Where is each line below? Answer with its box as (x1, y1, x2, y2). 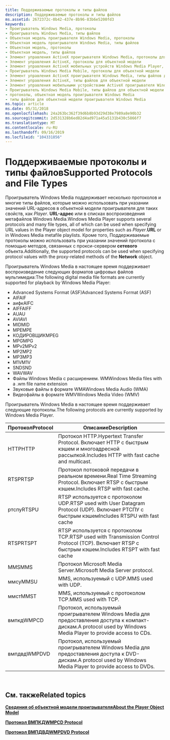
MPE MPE (12, 327, 32, 333)
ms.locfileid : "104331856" (5, 135, 62, 140)
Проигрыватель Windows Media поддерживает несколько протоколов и (5, 194, 161, 200)
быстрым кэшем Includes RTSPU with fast (58, 512, 159, 519)
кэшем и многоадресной (58, 445, 120, 453)
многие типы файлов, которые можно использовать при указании (5, 200, 149, 206)
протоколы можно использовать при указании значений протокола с (5, 237, 156, 243)
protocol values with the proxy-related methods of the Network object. (5, 254, 153, 260)
